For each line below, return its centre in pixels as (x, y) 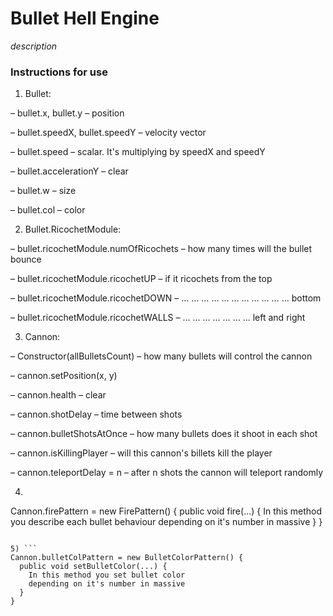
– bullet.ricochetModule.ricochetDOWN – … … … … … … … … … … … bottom (166, 298)
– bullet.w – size (43, 191)
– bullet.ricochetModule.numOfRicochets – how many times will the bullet (161, 249)
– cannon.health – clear (58, 395)
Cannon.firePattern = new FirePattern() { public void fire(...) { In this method (166, 511)
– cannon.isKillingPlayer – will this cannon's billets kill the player (141, 453)
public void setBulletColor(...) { (93, 567)
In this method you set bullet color (107, 575)
